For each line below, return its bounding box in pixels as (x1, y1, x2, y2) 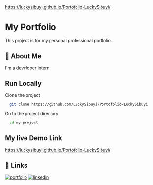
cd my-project (9, 120, 38, 125)
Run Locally (5, 79, 42, 88)
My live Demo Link (5, 134, 62, 142)
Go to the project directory (5, 111, 59, 117)
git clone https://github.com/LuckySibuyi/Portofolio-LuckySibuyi (9, 102, 148, 107)
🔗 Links (5, 161, 28, 169)
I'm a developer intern (5, 65, 50, 71)
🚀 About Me (5, 52, 42, 61)
